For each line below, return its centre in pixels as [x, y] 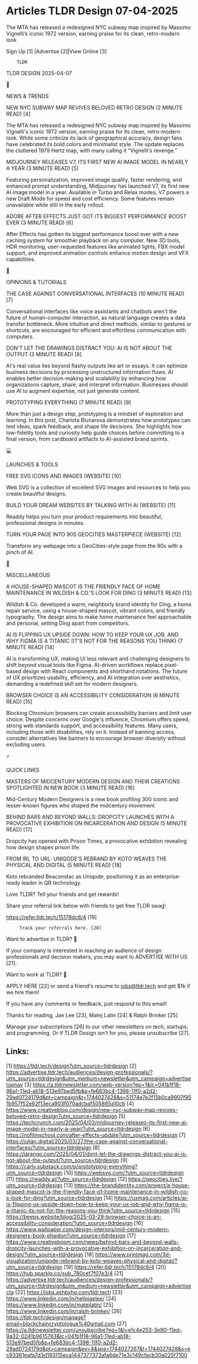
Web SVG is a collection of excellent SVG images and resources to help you [98, 487]
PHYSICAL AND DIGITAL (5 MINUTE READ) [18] [64, 865]
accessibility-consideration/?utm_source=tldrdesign [69, 1223]
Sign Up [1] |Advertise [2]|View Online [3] [57, 51]
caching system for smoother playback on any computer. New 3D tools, [94, 240]
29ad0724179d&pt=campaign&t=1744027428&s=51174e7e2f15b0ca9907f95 [99, 1097]
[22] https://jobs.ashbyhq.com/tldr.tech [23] [69, 1292]
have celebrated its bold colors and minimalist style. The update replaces [95, 144]
